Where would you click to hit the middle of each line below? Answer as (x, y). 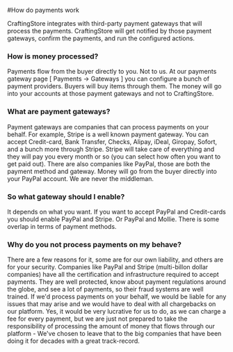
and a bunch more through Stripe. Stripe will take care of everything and (111, 149)
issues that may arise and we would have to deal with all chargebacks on (112, 304)
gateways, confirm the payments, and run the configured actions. (101, 38)
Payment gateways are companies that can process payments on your (108, 127)
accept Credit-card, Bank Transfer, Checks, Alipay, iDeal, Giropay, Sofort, (112, 141)
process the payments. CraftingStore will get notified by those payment (110, 31)
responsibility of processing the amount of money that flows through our (111, 326)
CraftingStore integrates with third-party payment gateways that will (105, 23)
